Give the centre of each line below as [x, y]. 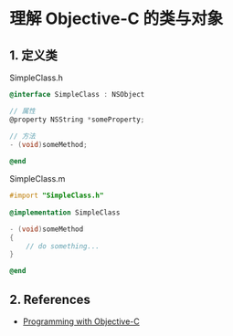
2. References [50, 299]
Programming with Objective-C [81, 321]
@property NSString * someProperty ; [77, 120]
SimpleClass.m [37, 179]
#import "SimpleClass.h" [57, 196]
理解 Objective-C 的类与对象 [116, 19]
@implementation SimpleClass [65, 212]
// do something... [63, 246]
